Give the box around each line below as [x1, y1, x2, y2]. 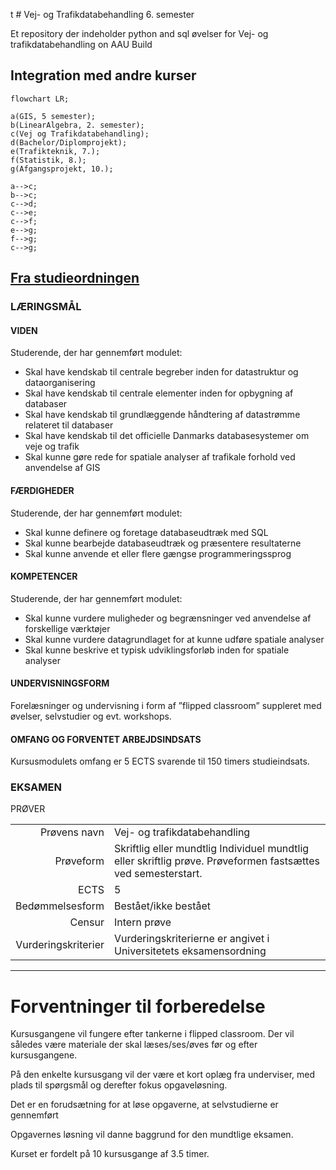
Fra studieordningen [10, 270, 140, 287]
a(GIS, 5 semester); [10, 111, 97, 121]
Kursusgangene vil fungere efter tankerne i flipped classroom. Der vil [10, 1028, 295, 1040]
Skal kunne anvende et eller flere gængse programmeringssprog [24, 547, 292, 559]
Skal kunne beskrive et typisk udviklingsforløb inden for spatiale [24, 644, 290, 656]
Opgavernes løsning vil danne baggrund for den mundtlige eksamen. [10, 1129, 294, 1141]
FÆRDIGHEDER [10, 484, 75, 496]
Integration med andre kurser [10, 67, 197, 84]
